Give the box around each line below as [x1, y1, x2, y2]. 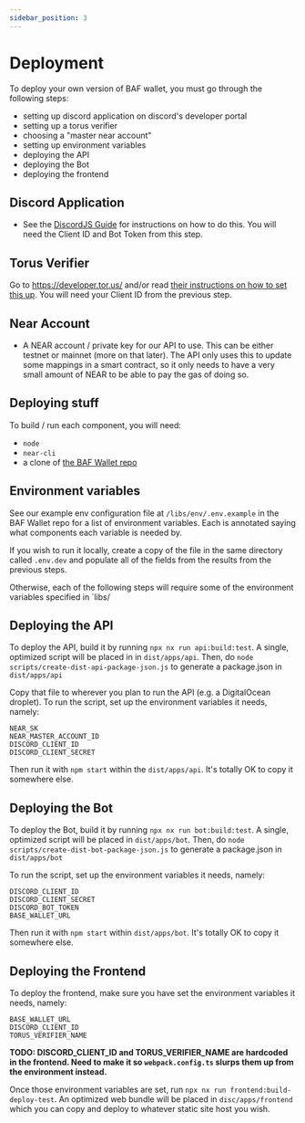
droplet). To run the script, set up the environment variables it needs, [9, 697, 268, 708]
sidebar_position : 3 [9, 13, 88, 23]
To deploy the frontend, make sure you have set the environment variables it [9, 988, 296, 999]
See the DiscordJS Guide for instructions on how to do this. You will [22, 219, 277, 230]
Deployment [9, 52, 105, 73]
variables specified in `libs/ [9, 591, 111, 603]
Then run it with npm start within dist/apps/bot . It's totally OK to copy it [9, 928, 280, 939]
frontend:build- [229, 1086, 291, 1096]
